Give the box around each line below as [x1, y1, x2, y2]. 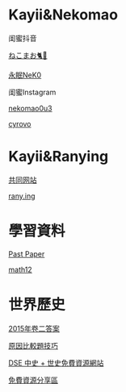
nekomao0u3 [8, 103, 52, 113]
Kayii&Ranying [8, 148, 109, 166]
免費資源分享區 [8, 375, 58, 385]
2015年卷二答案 [8, 323, 61, 333]
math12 [8, 265, 32, 274]
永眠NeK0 [8, 70, 42, 80]
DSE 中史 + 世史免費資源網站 [8, 357, 104, 368]
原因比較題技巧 [8, 340, 58, 350]
